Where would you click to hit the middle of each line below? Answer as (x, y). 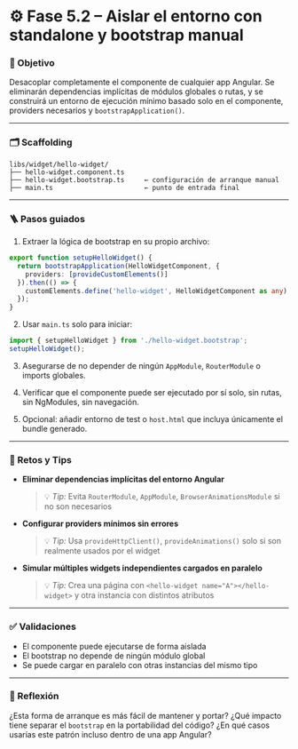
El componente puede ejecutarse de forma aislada (114, 646)
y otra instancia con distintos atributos (144, 595)
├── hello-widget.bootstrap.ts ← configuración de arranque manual (144, 179)
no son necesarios (78, 506)
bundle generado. (55, 428)
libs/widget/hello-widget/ (59, 164)
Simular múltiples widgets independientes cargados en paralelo (142, 568)
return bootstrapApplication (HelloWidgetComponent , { (118, 266)
